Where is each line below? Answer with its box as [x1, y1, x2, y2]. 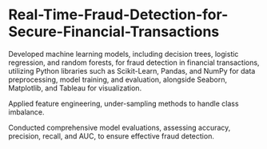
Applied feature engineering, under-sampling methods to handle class [8, 99, 239, 108]
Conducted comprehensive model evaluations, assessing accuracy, [8, 123, 231, 132]
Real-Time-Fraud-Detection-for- [8, 6, 229, 24]
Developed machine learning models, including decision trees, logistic [8, 49, 239, 58]
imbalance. [8, 107, 45, 117]
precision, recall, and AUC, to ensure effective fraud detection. [8, 131, 214, 141]
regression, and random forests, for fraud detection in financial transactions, [8, 58, 260, 67]
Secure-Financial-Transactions [8, 22, 220, 41]
